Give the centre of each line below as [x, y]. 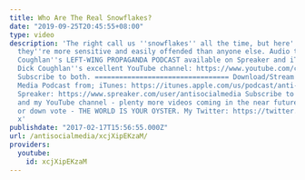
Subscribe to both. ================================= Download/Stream [156, 77]
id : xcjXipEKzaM [57, 161]
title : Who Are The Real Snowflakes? [81, 18]
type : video [32, 35]
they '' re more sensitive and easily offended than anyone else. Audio [154, 52]
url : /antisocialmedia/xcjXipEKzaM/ [79, 136]
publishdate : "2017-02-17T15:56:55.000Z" [89, 128]
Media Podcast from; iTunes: [73, 85]
